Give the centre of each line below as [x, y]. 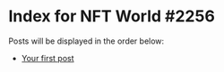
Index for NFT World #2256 [112, 16]
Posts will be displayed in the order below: [86, 41]
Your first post [47, 58]
